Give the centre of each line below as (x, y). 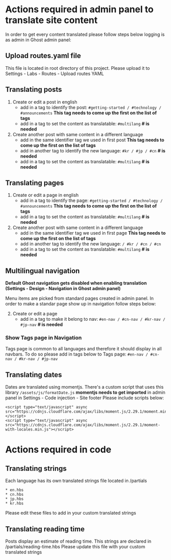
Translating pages (35, 183)
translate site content (51, 20)
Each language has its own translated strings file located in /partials (76, 481)
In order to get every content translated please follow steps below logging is (85, 34)
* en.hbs (15, 490)
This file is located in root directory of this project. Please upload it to (78, 68)
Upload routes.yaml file (43, 56)
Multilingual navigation (42, 271)
